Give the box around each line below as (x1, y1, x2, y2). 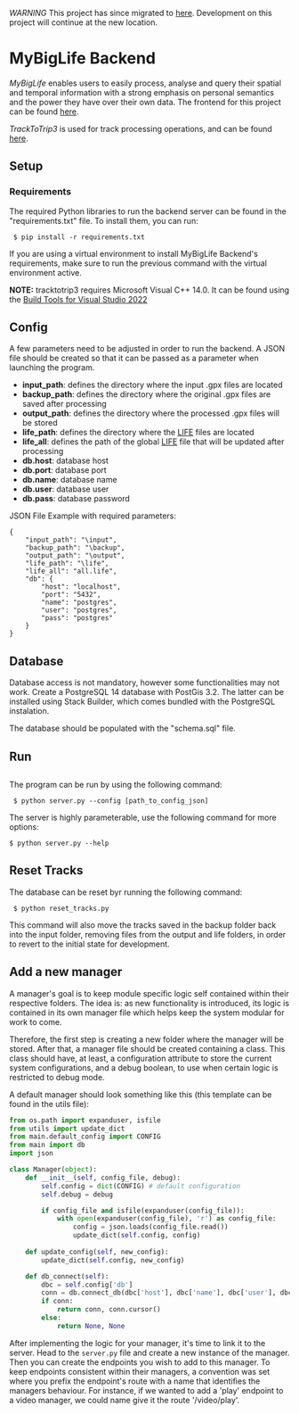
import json (9, 1149, 53, 1158)
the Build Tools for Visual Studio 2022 (9, 294, 149, 304)
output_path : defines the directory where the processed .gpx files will (21, 408, 280, 418)
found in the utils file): (9, 1098, 89, 1109)
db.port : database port (21, 465, 107, 475)
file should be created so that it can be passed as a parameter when (9, 352, 260, 364)
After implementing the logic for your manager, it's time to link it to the (9, 1337, 266, 1348)
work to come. (9, 1016, 62, 1027)
